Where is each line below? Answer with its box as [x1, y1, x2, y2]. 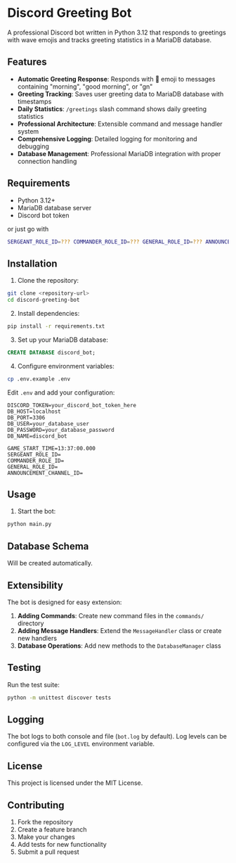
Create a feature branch [17, 825, 87, 834]
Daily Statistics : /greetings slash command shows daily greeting [17, 104, 207, 113]
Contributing [7, 799, 65, 811]
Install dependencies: [17, 309, 80, 317]
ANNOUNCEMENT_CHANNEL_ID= [7, 469, 83, 476]
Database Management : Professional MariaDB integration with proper [17, 149, 221, 158]
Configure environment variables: [17, 362, 114, 370]
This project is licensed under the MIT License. [7, 779, 143, 787]
